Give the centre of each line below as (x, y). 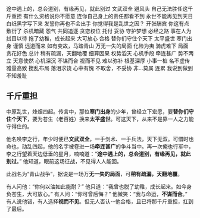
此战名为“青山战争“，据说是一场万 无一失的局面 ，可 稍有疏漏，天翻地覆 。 (95, 173)
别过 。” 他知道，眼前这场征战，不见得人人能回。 (64, 161)
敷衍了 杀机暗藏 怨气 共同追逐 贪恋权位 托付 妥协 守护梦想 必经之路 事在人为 (99, 31)
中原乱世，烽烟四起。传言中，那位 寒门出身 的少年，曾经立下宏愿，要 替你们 (97, 111)
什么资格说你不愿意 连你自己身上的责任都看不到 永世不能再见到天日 (111, 16)
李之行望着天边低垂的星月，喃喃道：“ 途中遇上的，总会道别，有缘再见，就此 (99, 154)
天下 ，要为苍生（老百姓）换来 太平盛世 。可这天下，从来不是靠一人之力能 (105, 119)
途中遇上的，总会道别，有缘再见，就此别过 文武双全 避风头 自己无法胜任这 (97, 9)
